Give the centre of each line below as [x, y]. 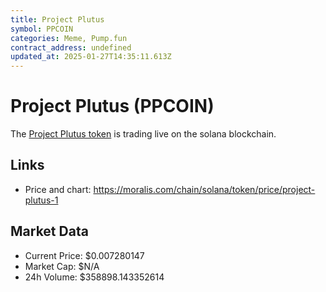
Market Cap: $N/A [62, 266]
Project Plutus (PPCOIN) [112, 106]
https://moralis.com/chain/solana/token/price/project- [204, 189]
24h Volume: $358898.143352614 [94, 277]
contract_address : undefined [71, 47]
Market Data [49, 231]
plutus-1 [41, 200]
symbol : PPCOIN [42, 29]
